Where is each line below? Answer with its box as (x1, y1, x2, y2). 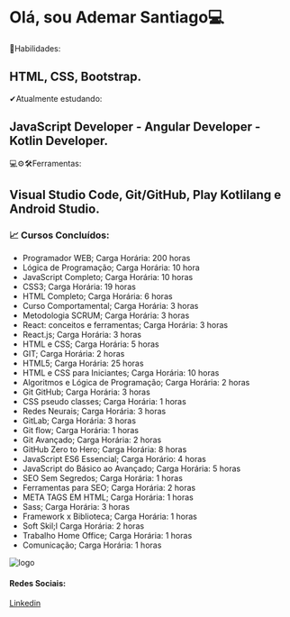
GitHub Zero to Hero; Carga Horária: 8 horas (22, 444, 187, 455)
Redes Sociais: (9, 577, 66, 588)
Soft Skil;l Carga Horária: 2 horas (22, 521, 145, 531)
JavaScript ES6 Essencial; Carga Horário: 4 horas (22, 454, 207, 465)
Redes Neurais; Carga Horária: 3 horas (22, 406, 167, 417)
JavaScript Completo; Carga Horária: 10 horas (22, 272, 194, 283)
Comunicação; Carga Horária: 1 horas (22, 540, 162, 550)
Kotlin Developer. (9, 133, 108, 149)
